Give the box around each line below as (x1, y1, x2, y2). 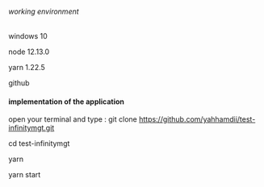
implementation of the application (8, 97, 125, 106)
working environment (8, 6, 79, 16)
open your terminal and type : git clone (8, 114, 137, 124)
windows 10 (8, 31, 48, 41)
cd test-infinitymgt (8, 139, 70, 148)
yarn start (8, 170, 41, 180)
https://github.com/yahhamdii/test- (138, 114, 256, 124)
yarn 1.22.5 (8, 63, 46, 73)
